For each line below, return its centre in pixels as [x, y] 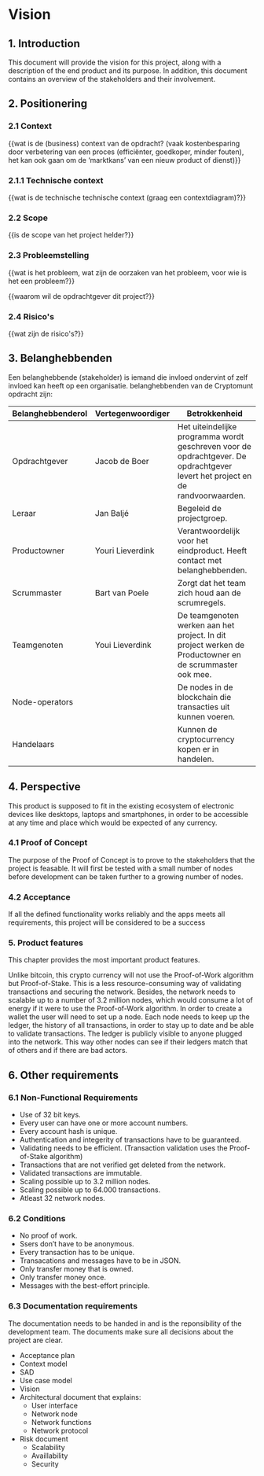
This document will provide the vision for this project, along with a [115, 62]
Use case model [46, 1380]
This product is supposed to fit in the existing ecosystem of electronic [121, 806]
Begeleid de [199, 508]
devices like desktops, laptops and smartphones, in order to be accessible [128, 814]
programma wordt [211, 436]
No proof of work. [48, 1235]
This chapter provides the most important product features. [104, 960]
